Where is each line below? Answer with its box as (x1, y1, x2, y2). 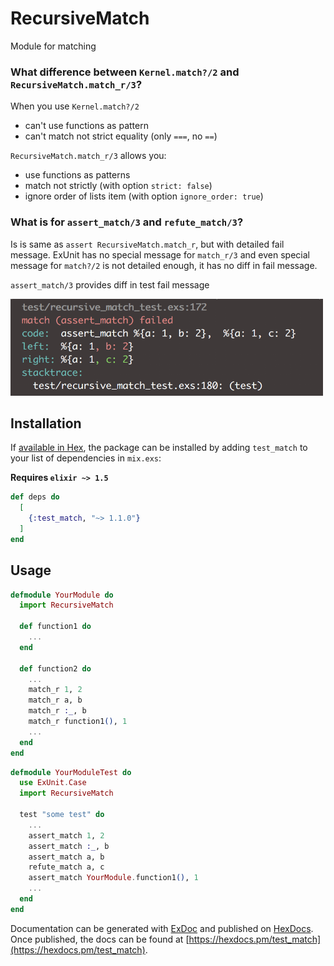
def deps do (10, 492, 60, 502)
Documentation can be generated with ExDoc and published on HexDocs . (10, 922, 314, 934)
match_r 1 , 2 (28, 685, 83, 695)
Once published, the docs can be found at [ (10, 933, 190, 945)
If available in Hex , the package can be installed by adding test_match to (10, 442, 308, 454)
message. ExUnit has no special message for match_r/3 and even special (10, 248, 310, 261)
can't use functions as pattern (24, 120, 149, 132)
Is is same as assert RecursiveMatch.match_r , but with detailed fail (10, 238, 285, 250)
